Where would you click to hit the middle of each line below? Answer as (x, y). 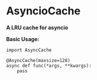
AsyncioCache (43, 11)
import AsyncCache (29, 50)
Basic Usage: (23, 39)
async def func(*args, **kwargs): (49, 66)
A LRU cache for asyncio (37, 27)
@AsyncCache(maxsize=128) (38, 60)
